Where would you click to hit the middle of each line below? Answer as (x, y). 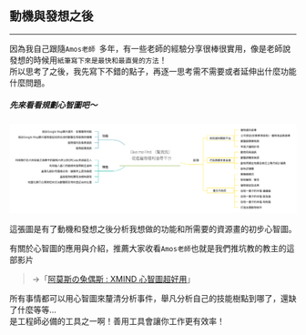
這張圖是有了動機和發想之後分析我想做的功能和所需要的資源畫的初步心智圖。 (153, 228)
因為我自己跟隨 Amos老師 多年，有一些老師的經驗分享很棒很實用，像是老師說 (150, 48)
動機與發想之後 (51, 16)
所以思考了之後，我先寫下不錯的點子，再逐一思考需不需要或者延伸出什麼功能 (153, 71)
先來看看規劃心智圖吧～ (53, 105)
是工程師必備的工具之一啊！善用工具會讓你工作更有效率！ (117, 320)
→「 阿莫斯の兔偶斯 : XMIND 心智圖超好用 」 (113, 279)
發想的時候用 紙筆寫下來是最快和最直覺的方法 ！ (88, 60)
